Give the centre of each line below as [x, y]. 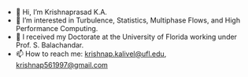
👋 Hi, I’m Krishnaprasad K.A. [61, 12]
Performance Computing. [57, 28]
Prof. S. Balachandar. [50, 45]
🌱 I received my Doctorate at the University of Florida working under [126, 37]
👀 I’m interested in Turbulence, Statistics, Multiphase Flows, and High [128, 20]
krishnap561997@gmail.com [62, 65]
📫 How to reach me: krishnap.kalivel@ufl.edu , [91, 54]
